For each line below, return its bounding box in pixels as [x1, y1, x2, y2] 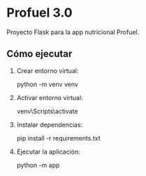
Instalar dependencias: [16, 120, 83, 129]
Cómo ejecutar [6, 48, 73, 60]
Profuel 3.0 [6, 5, 73, 21]
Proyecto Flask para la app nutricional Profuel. [6, 28, 140, 36]
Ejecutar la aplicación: [16, 147, 81, 156]
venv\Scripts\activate [16, 106, 78, 115]
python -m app [16, 161, 60, 169]
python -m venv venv [16, 80, 78, 88]
